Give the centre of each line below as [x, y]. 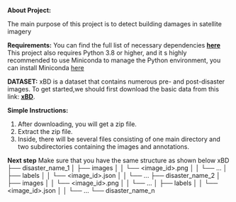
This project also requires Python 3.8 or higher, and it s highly [97, 53]
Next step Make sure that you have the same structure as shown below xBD [118, 160]
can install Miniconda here [46, 68]
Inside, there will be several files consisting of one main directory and [119, 139]
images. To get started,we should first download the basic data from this [113, 89]
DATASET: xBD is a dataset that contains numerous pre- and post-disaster [116, 82]
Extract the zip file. [45, 131]
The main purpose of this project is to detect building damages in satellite [114, 24]
